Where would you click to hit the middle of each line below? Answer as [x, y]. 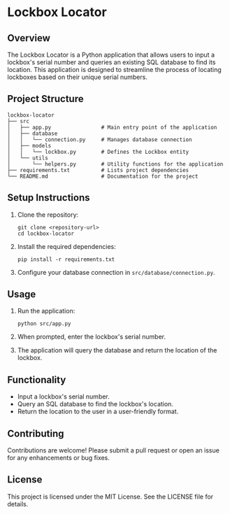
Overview [29, 38]
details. [18, 504]
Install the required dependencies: [67, 246]
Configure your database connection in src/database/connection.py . [116, 272]
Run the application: [46, 311]
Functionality [37, 379]
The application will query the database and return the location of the [117, 350]
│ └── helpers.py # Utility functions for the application [115, 164]
